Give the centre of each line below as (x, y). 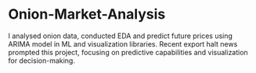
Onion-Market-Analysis (87, 14)
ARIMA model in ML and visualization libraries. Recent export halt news (123, 43)
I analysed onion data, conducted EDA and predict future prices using (121, 36)
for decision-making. (42, 61)
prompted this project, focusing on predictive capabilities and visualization (128, 52)
